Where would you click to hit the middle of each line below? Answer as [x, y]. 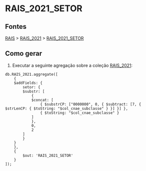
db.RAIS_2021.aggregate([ [31, 74]
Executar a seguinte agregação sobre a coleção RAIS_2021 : [72, 65]
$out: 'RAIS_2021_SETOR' [48, 155]
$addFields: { [28, 83]
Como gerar [24, 53]
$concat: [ [42, 100]
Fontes [16, 27]
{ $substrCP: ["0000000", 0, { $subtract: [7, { [90, 104]
